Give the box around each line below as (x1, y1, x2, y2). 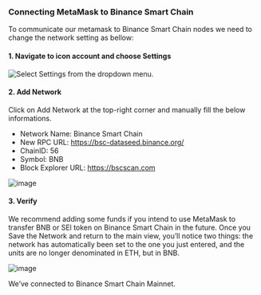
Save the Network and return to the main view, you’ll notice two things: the (8, 230, 254, 241)
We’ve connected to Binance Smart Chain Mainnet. (8, 278, 176, 289)
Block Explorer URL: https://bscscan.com (19, 163, 156, 172)
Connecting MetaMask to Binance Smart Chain (8, 6, 194, 18)
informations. (8, 113, 52, 123)
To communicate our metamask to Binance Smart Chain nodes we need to (8, 25, 253, 34)
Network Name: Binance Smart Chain (19, 128, 144, 138)
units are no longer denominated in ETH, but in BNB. (8, 248, 180, 258)
